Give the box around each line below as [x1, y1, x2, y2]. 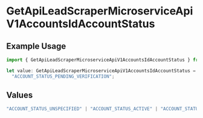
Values [6, 90, 33, 101]
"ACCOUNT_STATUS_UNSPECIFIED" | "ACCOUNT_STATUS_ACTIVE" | [6, 106, 158, 112]
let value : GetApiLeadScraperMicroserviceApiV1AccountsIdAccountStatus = [6, 67, 196, 73]
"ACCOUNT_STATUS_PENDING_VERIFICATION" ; [11, 73, 115, 79]
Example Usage [6, 41, 66, 51]
